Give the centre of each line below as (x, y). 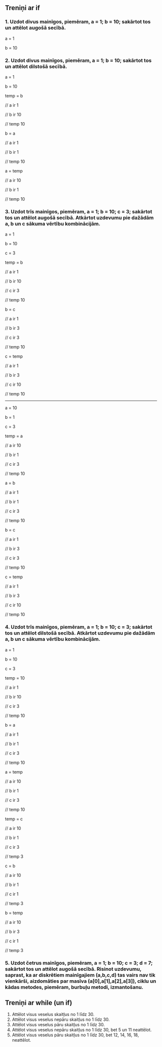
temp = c (14, 819)
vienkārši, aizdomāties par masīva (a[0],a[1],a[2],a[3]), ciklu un (81, 981)
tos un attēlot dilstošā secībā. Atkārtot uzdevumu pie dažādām (80, 633)
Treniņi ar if (22, 8)
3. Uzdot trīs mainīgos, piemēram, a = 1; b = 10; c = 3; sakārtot (79, 211)
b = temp (14, 913)
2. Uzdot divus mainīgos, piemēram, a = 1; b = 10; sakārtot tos (78, 60)
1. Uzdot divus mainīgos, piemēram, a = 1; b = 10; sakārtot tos (78, 22)
